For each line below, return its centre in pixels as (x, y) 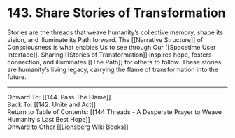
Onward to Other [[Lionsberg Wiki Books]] (68, 127)
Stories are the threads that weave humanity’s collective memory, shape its (115, 32)
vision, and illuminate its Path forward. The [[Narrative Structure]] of (105, 39)
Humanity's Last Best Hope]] (49, 119)
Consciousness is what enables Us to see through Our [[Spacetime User (112, 47)
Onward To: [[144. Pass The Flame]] (59, 97)
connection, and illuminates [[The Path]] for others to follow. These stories (114, 62)
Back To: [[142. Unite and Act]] (52, 104)
